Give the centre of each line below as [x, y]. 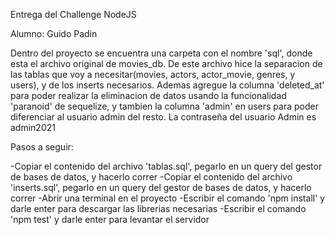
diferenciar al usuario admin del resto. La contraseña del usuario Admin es [163, 117]
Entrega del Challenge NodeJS [73, 14]
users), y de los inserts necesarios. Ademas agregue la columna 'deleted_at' [167, 85]
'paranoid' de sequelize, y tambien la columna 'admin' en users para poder [164, 106]
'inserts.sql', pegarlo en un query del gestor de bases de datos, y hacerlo [161, 187]
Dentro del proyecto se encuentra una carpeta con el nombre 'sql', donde [161, 53]
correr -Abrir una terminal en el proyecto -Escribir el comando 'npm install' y [168, 198]
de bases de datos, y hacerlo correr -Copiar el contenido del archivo [151, 177]
